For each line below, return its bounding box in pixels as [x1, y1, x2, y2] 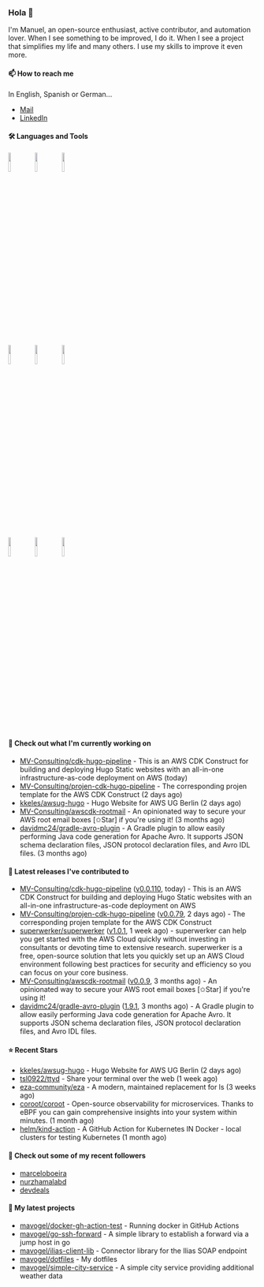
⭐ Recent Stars [8, 1045, 58, 1054]
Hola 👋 [8, 7, 34, 18]
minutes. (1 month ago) [19, 1116, 95, 1125]
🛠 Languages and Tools [8, 132, 88, 141]
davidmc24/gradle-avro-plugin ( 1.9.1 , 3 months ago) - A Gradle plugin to [19, 1001, 255, 1011]
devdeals [19, 1185, 50, 1195]
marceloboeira [19, 1168, 67, 1178]
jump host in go [19, 1237, 71, 1247]
